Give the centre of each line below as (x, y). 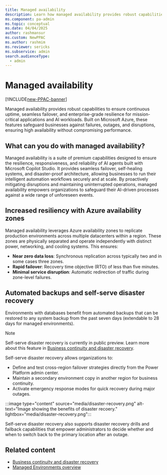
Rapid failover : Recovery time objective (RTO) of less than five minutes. (86, 266)
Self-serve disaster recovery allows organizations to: (59, 358)
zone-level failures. (32, 277)
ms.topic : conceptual (28, 24)
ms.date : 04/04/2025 (27, 28)
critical (12, 120)
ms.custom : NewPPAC (25, 38)
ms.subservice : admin (28, 51)
